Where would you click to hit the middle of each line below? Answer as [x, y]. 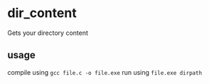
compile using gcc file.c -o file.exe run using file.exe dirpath [105, 72]
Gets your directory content [48, 33]
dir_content [42, 13]
